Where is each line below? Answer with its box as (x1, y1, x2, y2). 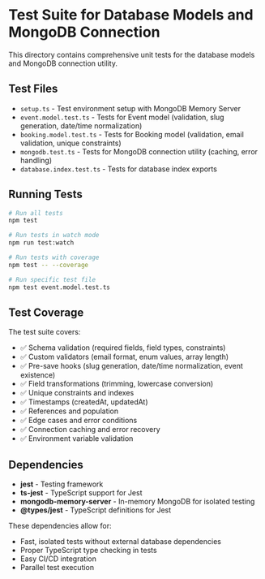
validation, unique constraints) (19, 138, 122, 148)
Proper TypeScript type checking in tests (19, 546, 157, 555)
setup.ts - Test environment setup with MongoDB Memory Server (19, 103, 241, 113)
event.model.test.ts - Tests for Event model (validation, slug (19, 112, 224, 122)
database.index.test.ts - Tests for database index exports (19, 164, 217, 174)
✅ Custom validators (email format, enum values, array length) (19, 352, 229, 362)
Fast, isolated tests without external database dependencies (19, 537, 221, 547)
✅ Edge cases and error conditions (19, 416, 138, 426)
